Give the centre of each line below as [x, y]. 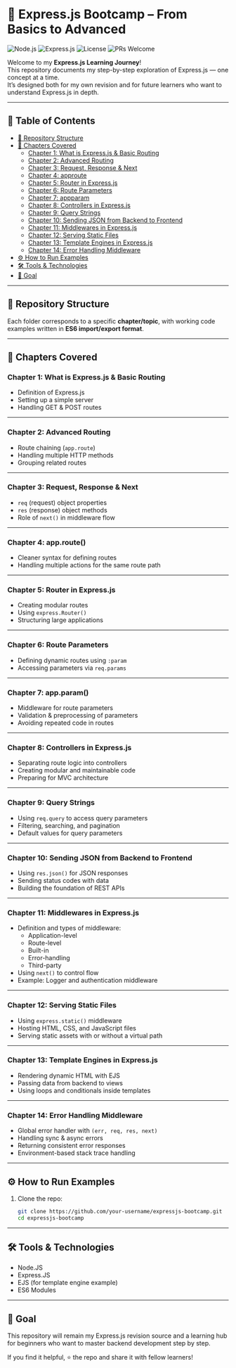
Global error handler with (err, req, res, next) [87, 1130]
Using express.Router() [52, 613]
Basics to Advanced [67, 29]
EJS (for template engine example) [67, 1283]
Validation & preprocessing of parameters [78, 716]
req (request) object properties [62, 503]
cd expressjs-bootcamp [51, 1218]
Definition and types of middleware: [69, 928]
